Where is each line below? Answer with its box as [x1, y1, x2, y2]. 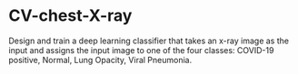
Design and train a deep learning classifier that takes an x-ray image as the [8, 35, 290, 46]
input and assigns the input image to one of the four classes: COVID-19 [8, 44, 274, 55]
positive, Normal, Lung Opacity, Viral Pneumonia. [8, 54, 193, 65]
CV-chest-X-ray [8, 5, 133, 26]
